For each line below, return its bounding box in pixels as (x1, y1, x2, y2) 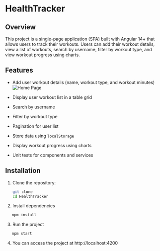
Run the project (12, 222, 44, 228)
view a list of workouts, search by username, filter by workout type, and (5, 47, 153, 52)
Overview (5, 23, 36, 31)
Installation (5, 167, 41, 175)
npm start (11, 231, 32, 236)
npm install (11, 212, 37, 218)
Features (5, 66, 33, 75)
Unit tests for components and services (12, 152, 93, 158)
